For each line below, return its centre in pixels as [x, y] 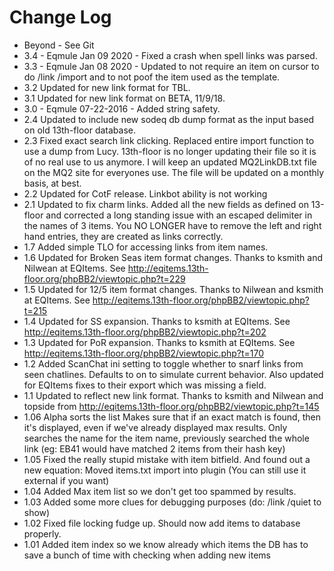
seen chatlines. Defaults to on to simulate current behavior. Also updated [173, 374]
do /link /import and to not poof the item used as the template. [152, 77]
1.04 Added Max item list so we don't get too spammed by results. [160, 491]
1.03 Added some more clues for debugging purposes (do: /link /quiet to [172, 502]
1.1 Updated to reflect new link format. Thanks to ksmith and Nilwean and [173, 395]
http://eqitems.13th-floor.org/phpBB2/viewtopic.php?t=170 [144, 353]
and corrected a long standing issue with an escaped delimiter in [179, 215]
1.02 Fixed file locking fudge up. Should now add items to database [162, 523]
